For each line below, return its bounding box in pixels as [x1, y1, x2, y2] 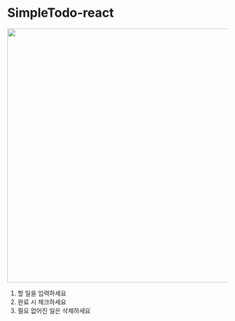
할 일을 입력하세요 [17, 289, 66, 297]
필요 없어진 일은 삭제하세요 [17, 306, 91, 315]
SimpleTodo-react [7, 5, 114, 21]
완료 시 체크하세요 [17, 297, 66, 306]
